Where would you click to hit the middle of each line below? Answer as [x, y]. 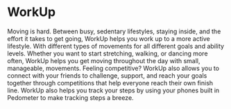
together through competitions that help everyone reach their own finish [110, 83]
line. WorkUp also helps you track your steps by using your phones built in [113, 90]
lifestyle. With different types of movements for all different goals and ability [115, 46]
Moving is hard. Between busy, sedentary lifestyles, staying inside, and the [114, 31]
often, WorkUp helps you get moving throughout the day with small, [104, 60]
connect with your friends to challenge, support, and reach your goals [107, 75]
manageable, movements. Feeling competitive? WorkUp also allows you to [113, 68]
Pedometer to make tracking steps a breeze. [70, 97]
